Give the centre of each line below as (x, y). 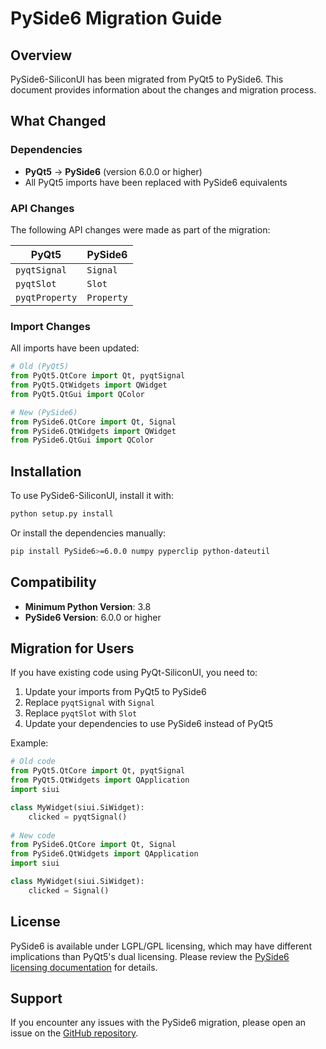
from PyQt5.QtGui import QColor (77, 394)
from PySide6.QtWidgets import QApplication (104, 854)
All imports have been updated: (75, 348)
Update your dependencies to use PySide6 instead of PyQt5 (149, 724)
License (35, 922)
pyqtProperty (46, 297)
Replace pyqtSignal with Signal (89, 703)
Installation (46, 471)
